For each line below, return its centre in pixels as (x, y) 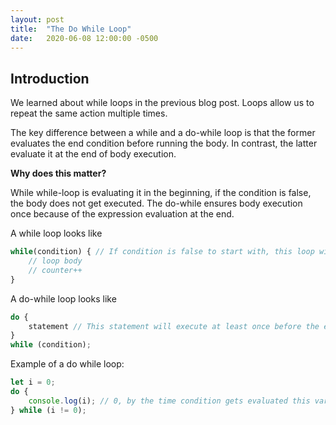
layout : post (37, 19)
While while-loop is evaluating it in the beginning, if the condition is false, (161, 193)
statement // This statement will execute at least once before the (174, 326)
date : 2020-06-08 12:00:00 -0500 (84, 38)
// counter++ (55, 270)
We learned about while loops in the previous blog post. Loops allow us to (162, 103)
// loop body (55, 261)
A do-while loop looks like (63, 298)
